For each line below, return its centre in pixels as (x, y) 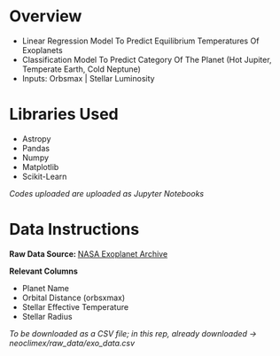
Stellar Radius (47, 316)
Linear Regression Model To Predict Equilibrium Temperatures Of (140, 41)
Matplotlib (40, 166)
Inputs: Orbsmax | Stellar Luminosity (88, 78)
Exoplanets (43, 50)
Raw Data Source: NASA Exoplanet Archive (89, 253)
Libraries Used (64, 115)
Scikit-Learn (44, 176)
